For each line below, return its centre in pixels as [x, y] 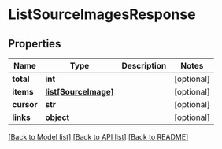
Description [144, 66]
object [57, 117]
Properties [35, 44]
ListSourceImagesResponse [102, 15]
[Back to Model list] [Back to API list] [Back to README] [98, 137]
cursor [25, 104]
